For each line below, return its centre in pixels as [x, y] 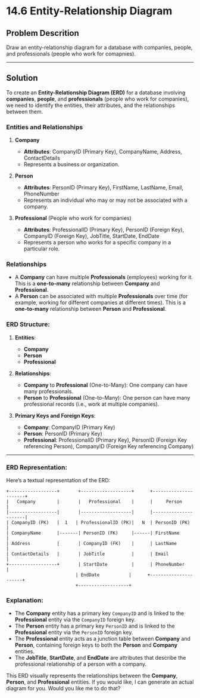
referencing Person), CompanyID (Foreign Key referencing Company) [109, 446]
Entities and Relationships [45, 127]
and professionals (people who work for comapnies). [71, 54]
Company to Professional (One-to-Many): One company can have [105, 385]
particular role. [42, 249]
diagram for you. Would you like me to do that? [63, 688]
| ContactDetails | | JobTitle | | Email [87, 554]
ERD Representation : [37, 467]
